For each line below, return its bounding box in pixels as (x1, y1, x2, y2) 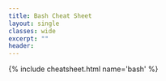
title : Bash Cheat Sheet (8, 11, 92, 20)
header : (8, 42, 35, 50)
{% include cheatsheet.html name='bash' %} (8, 64, 159, 74)
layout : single (8, 19, 60, 28)
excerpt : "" (8, 34, 49, 43)
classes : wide (8, 27, 57, 35)
